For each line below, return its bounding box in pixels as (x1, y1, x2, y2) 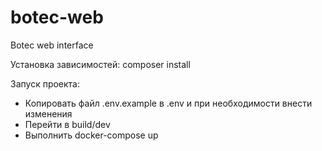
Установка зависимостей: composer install (10, 58, 191, 70)
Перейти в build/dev (24, 118, 111, 130)
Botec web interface (10, 39, 94, 51)
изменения (24, 107, 73, 120)
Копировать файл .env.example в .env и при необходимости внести (24, 97, 313, 109)
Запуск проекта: (10, 77, 81, 90)
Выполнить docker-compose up (24, 129, 159, 141)
